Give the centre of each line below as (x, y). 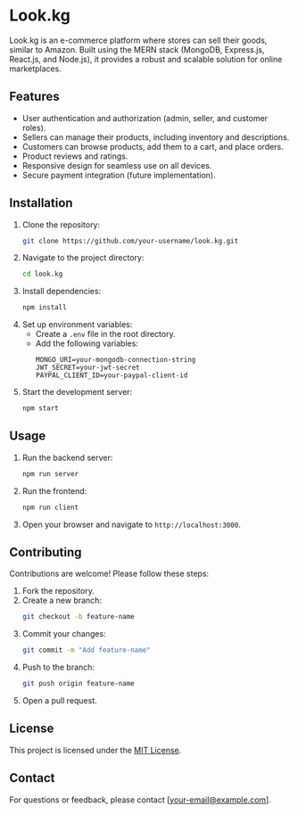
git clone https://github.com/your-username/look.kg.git (130, 241)
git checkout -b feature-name (79, 617)
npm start (41, 408)
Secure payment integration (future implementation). (119, 175)
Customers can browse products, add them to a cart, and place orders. (153, 146)
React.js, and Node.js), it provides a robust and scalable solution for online (146, 59)
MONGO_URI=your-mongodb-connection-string (116, 360)
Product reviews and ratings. (75, 156)
